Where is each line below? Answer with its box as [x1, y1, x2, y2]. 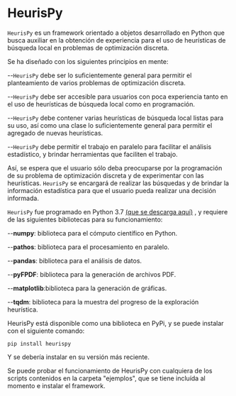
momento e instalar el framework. [7, 381, 106, 390]
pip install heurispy [7, 340, 72, 347]
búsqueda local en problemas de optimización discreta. [7, 43, 169, 52]
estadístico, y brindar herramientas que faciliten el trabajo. [7, 150, 179, 158]
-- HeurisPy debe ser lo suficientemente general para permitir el [7, 71, 192, 79]
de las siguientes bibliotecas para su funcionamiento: [7, 215, 163, 224]
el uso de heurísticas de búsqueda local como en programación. [7, 99, 196, 108]
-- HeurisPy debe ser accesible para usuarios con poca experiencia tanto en [7, 92, 228, 101]
